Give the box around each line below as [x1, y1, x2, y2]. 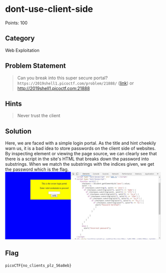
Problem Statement [5, 62, 66, 70]
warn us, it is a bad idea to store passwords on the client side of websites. [5, 145, 156, 151]
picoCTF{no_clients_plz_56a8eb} [5, 263, 72, 268]
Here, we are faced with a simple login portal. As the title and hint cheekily [5, 140, 157, 146]
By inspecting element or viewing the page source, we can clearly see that [5, 151, 157, 157]
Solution [5, 127, 32, 136]
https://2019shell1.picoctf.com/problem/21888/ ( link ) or [17, 80, 134, 86]
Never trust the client [17, 113, 60, 119]
